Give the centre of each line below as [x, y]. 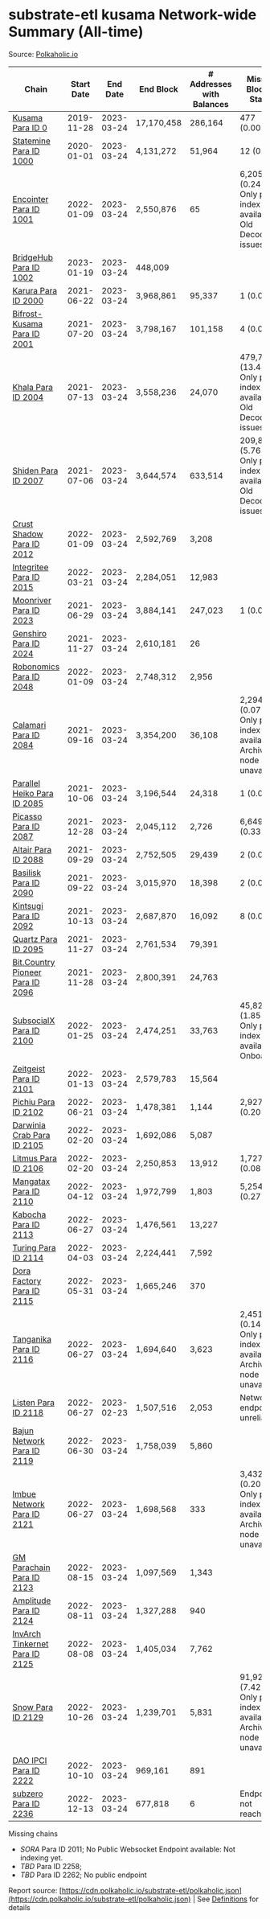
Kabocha [29, 1214]
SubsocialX [34, 1021]
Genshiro [29, 633]
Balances [211, 104]
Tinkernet [31, 1644]
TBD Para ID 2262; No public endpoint [83, 1875]
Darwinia [29, 1125]
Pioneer [27, 972]
